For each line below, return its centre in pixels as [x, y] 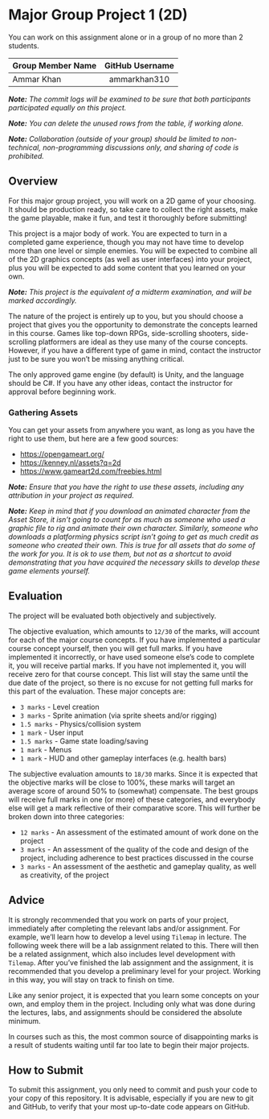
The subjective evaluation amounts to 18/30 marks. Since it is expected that [133, 773]
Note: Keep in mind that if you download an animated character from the [129, 511]
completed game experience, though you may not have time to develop [126, 242]
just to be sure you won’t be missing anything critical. [96, 358]
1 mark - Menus [46, 749]
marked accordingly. [43, 300]
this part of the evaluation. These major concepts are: [97, 691]
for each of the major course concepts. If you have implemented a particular [134, 640]
